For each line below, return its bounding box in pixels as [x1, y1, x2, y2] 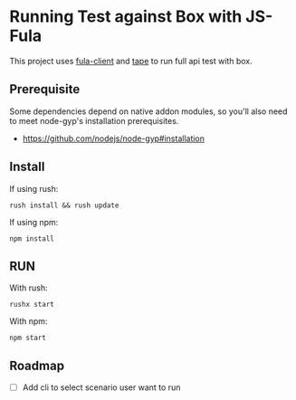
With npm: [9, 316, 48, 327]
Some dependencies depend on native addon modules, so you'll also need [9, 106, 288, 117]
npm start [9, 333, 47, 343]
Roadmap [9, 357, 65, 373]
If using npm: [9, 216, 59, 227]
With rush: [9, 282, 48, 293]
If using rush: [9, 183, 59, 194]
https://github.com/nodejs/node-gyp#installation [22, 133, 205, 144]
